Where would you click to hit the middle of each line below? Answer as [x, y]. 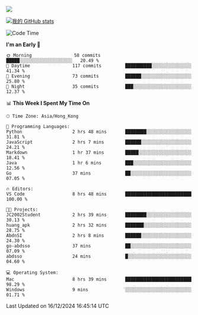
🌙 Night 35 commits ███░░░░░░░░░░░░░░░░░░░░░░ [99, 87]
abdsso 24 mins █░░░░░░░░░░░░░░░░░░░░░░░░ [99, 256]
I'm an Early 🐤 [23, 44]
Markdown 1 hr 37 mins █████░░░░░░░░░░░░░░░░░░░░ [99, 152]
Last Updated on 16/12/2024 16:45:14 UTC [58, 306]
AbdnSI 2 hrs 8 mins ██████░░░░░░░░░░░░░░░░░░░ [99, 236]
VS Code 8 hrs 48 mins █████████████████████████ [99, 194]
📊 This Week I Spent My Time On [48, 103]
